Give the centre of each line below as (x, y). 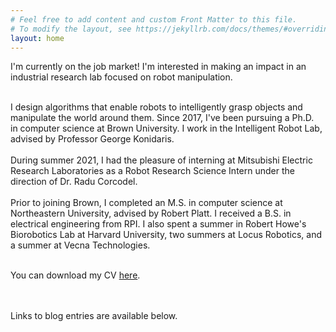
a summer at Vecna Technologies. (80, 245)
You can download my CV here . (75, 275)
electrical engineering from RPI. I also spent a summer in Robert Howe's (158, 224)
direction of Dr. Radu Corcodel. (74, 182)
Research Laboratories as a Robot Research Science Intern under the (152, 171)
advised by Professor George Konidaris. (92, 139)
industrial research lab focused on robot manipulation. (121, 77)
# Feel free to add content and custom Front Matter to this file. (154, 19)
